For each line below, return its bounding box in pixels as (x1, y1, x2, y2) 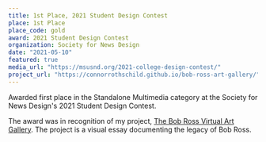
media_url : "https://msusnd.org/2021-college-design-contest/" (8, 63, 222, 71)
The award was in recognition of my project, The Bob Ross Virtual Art (8, 116, 235, 125)
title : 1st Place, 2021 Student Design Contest (8, 11, 169, 20)
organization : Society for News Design (8, 41, 140, 49)
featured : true (8, 56, 59, 64)
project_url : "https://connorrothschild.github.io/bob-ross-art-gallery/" (8, 71, 260, 79)
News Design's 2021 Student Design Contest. (8, 101, 157, 110)
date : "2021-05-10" (8, 48, 73, 56)
